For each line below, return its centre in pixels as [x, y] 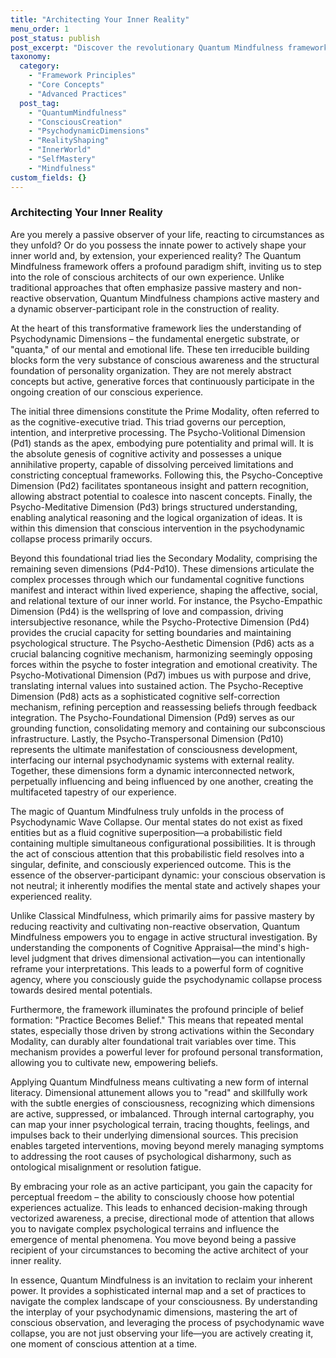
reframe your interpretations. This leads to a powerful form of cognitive [157, 968]
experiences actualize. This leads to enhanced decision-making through [159, 1207]
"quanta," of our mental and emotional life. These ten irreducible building [160, 349]
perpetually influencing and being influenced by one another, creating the [162, 781]
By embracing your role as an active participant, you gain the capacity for [161, 1186]
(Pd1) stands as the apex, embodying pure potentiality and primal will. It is [162, 443]
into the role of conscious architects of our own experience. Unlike [147, 277]
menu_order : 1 [40, 29]
